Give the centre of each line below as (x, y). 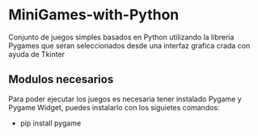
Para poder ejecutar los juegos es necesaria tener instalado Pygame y (125, 99)
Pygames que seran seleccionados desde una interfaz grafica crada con (129, 45)
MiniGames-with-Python (94, 15)
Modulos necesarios (61, 79)
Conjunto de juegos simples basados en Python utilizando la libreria (121, 37)
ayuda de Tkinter (37, 54)
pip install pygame (51, 123)
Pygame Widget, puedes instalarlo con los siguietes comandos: (114, 107)
